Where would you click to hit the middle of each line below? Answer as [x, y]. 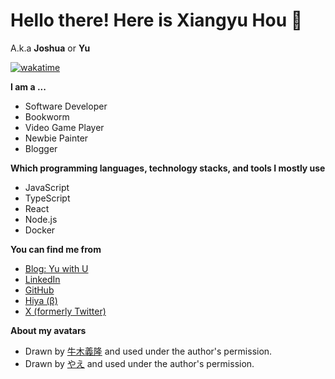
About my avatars [48, 330]
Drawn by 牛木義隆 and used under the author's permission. [148, 351]
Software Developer [66, 106]
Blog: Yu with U [56, 268]
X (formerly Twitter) [65, 311]
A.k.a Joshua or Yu [50, 48]
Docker [40, 230]
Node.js [41, 219]
